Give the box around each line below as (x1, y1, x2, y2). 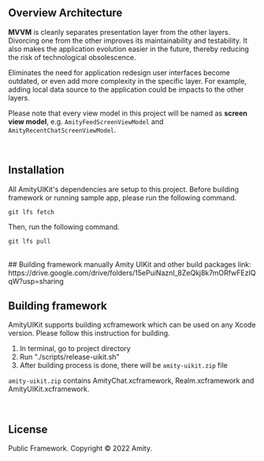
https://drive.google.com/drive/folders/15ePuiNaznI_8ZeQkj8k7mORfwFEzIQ (8, 268, 256, 278)
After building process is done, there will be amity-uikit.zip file (19, 361, 229, 370)
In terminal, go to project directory (19, 344, 132, 353)
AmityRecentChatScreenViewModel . (8, 125, 117, 134)
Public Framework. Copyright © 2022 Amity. (8, 444, 152, 453)
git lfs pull (8, 237, 51, 245)
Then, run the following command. (8, 221, 120, 232)
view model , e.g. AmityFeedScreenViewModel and (8, 116, 164, 126)
